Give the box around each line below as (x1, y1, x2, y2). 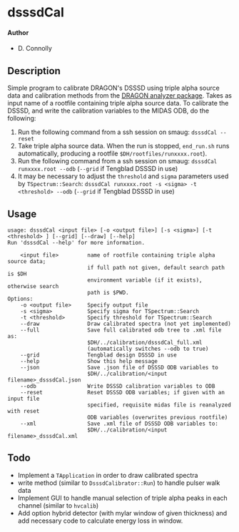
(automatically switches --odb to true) (86, 345, 209, 353)
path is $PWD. (86, 290, 130, 297)
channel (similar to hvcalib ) (17, 501, 98, 510)
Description (7, 65, 61, 77)
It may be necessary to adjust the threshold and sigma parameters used (17, 172, 229, 180)
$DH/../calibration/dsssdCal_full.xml (86, 339, 203, 347)
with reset (7, 408, 40, 415)
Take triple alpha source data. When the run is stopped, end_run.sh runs (17, 142, 230, 150)
